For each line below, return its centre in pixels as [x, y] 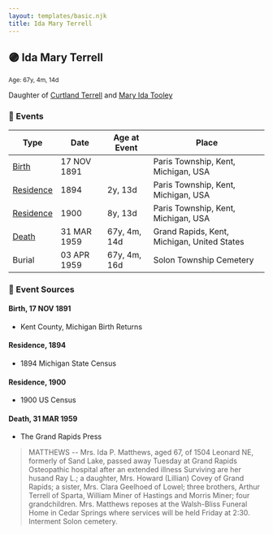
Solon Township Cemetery [204, 259]
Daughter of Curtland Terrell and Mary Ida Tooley [91, 95]
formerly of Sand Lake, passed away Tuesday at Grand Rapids [133, 461]
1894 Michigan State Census [68, 363]
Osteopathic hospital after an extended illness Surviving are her [134, 470]
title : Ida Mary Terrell [50, 24]
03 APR [75, 254]
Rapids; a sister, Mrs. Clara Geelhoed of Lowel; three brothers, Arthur [144, 487]
